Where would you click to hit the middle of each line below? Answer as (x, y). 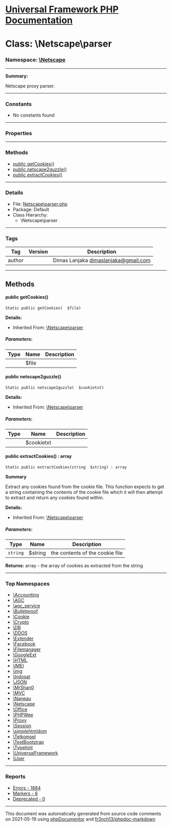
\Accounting (26, 595)
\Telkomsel (24, 737)
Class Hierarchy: (30, 215)
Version (38, 252)
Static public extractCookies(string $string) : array (66, 467)
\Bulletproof (25, 611)
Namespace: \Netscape (35, 60)
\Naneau (22, 699)
